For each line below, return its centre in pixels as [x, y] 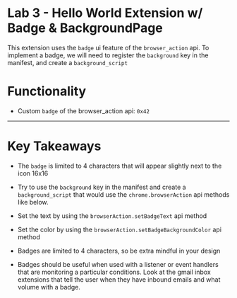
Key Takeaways [54, 146]
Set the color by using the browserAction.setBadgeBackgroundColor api [120, 229]
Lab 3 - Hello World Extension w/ [105, 13]
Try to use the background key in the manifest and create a [102, 187]
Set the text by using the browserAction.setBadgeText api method [112, 216]
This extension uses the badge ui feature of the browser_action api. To [108, 47]
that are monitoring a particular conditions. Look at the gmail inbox [114, 272]
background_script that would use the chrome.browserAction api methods [123, 194]
